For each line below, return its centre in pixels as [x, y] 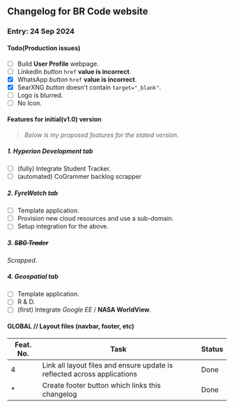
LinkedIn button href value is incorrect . [74, 71]
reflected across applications [90, 374]
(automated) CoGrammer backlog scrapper [79, 177]
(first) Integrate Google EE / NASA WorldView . [84, 309]
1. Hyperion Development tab [50, 151]
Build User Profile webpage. [58, 64]
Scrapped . [22, 261]
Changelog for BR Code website [78, 12]
